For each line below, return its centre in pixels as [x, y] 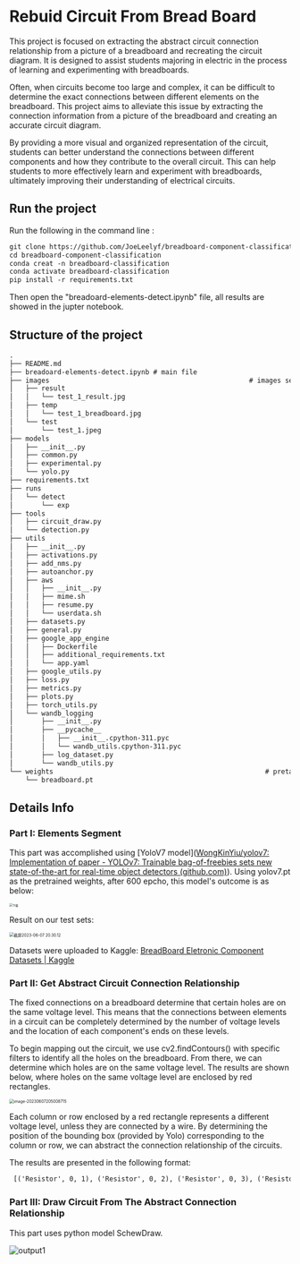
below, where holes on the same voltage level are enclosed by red [131, 1077]
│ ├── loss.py [39, 680]
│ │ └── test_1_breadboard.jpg [75, 414]
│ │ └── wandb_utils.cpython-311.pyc [95, 747]
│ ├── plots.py [42, 696]
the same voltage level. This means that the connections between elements [148, 1012]
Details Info [42, 807]
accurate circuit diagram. [55, 125]
